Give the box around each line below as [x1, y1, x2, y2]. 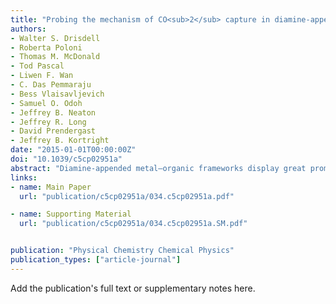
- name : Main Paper [10, 182, 92, 192]
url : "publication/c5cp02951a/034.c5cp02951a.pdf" [19, 191, 235, 201]
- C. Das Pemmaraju [10, 80, 92, 90]
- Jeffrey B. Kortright [10, 136, 110, 146]
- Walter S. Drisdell [10, 33, 101, 43]
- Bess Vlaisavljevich [10, 89, 105, 99]
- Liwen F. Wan [10, 71, 74, 81]
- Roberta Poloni [10, 42, 83, 53]
